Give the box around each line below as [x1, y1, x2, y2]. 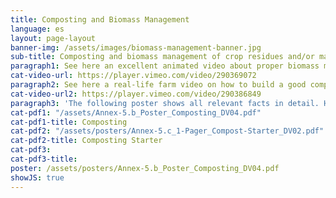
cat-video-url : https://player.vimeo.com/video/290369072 [10, 71, 257, 81]
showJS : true [10, 172, 65, 183]
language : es [10, 24, 65, 34]
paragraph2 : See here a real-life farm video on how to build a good [10, 80, 307, 90]
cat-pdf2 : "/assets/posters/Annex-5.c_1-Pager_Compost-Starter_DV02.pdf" [10, 126, 325, 136]
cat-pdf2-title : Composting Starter [10, 136, 163, 146]
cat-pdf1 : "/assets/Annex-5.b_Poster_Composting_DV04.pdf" [10, 107, 262, 118]
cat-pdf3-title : [10, 154, 78, 164]
